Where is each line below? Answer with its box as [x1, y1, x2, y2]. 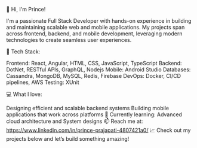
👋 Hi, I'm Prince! [6, 6, 46, 13]
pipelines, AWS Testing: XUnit [6, 78, 79, 86]
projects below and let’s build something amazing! [6, 135, 130, 142]
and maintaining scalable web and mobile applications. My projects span [6, 24, 185, 31]
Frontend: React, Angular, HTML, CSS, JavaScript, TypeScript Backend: [6, 60, 182, 67]
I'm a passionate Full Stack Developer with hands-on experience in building [6, 17, 192, 24]
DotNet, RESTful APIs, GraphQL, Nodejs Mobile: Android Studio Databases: [6, 66, 191, 73]
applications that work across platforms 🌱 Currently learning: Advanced [6, 111, 182, 118]
